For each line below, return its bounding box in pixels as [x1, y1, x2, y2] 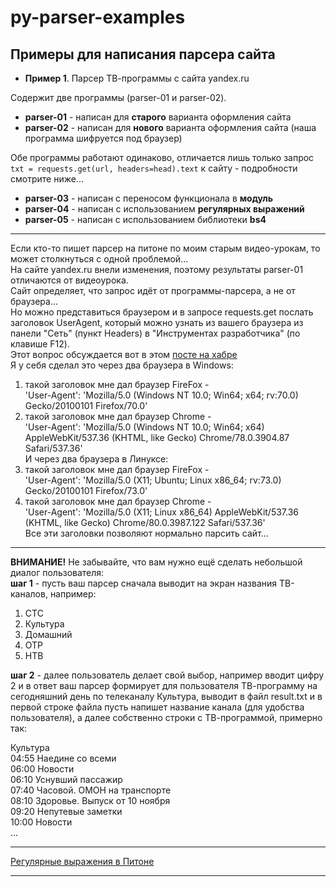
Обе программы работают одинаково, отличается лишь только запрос [10, 152, 315, 163]
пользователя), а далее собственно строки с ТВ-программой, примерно [10, 712, 323, 723]
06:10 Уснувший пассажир [10, 774, 123, 785]
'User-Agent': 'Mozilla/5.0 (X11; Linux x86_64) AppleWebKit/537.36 [24, 506, 300, 518]
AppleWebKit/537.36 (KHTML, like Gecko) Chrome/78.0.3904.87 [24, 432, 290, 443]
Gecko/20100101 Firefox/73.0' [24, 485, 148, 496]
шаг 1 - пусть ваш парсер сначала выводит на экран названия [10, 577, 278, 589]
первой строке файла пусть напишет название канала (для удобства [10, 701, 305, 713]
